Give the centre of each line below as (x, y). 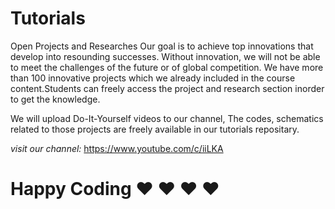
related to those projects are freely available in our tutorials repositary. (155, 129)
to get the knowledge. (55, 99)
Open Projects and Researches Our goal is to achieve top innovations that (162, 46)
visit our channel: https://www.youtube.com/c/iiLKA (117, 148)
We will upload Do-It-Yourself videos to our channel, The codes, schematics (167, 118)
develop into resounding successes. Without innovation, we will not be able (165, 56)
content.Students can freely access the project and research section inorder (167, 88)
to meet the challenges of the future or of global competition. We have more (167, 67)
